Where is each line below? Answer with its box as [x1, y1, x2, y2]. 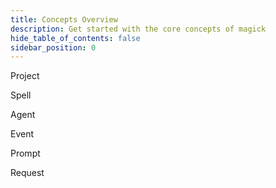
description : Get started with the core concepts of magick [10, 24, 267, 34]
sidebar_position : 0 [10, 42, 97, 53]
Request [10, 167, 45, 179]
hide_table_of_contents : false [10, 33, 141, 43]
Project [10, 70, 40, 82]
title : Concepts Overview [10, 14, 118, 25]
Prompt [10, 147, 41, 160]
